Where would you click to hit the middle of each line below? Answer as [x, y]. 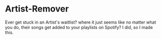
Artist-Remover [37, 9]
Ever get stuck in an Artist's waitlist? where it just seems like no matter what [80, 22]
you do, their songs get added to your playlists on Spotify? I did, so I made [79, 27]
